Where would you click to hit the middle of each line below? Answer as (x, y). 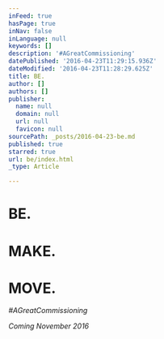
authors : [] (28, 91)
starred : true (32, 152)
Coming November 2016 (49, 326)
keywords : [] (30, 46)
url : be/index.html (41, 159)
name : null (34, 106)
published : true (36, 144)
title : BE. (27, 76)
